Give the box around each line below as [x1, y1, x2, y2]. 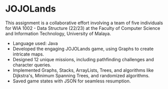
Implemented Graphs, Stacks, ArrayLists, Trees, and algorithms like [12, 67, 154, 73]
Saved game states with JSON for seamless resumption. [12, 78, 131, 84]
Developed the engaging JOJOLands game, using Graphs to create [12, 46, 154, 52]
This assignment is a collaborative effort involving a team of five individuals [5, 20, 163, 26]
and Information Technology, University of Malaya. [5, 30, 111, 36]
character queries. [12, 62, 52, 68]
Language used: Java [12, 40, 58, 46]
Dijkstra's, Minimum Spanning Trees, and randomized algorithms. [12, 72, 150, 78]
